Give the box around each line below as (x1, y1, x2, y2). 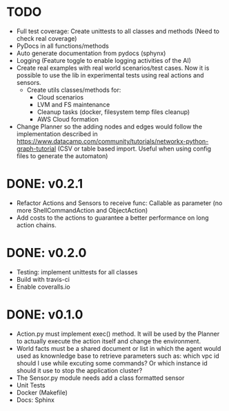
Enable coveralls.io (16, 283, 70, 291)
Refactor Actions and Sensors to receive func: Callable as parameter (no (16, 198, 223, 207)
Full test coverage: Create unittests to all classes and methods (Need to (16, 27, 220, 35)
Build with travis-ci (16, 275, 70, 283)
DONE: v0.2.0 (6, 245, 87, 261)
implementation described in (16, 129, 98, 138)
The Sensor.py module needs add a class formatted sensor (16, 374, 185, 382)
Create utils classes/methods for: (26, 86, 121, 94)
